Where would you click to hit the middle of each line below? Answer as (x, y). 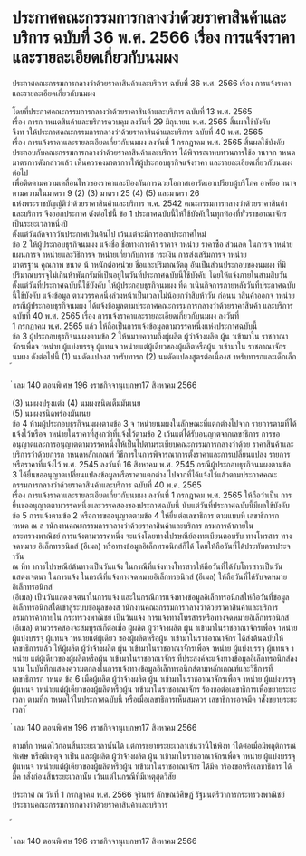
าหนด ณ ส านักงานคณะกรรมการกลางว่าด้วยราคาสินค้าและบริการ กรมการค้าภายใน (133, 526)
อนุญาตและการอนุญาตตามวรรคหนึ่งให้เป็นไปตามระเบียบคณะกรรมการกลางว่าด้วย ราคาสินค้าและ (153, 444)
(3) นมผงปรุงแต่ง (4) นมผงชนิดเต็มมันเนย (76, 403)
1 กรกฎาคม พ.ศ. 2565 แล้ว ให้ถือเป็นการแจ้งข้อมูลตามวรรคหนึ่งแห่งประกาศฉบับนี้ (135, 326)
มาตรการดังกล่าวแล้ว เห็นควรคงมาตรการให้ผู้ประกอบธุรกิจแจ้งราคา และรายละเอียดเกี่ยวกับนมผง (153, 162)
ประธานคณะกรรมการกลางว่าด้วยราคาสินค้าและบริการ (90, 804)
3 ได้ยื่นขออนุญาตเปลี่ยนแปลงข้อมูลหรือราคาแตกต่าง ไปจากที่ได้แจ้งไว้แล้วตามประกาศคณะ (144, 474)
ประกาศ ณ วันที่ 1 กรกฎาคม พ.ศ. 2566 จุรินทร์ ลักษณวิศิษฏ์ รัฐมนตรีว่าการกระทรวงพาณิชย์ (148, 794)
